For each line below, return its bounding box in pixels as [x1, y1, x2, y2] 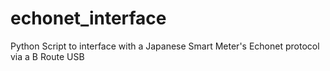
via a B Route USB [10, 50, 85, 62]
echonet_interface [10, 7, 167, 30]
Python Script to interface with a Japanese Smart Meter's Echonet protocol [10, 40, 320, 52]
